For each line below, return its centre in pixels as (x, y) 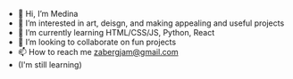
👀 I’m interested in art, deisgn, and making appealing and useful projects (151, 23)
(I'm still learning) (50, 65)
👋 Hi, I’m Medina (48, 14)
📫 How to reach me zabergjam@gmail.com (98, 52)
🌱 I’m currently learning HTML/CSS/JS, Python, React (116, 32)
